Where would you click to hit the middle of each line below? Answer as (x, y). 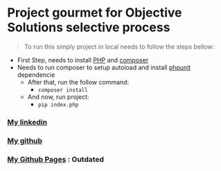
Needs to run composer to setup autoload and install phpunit (104, 67)
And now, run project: (58, 97)
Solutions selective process (89, 27)
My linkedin (27, 122)
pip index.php (58, 105)
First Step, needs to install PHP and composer (83, 60)
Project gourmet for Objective (95, 13)
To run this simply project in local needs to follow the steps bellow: (119, 46)
